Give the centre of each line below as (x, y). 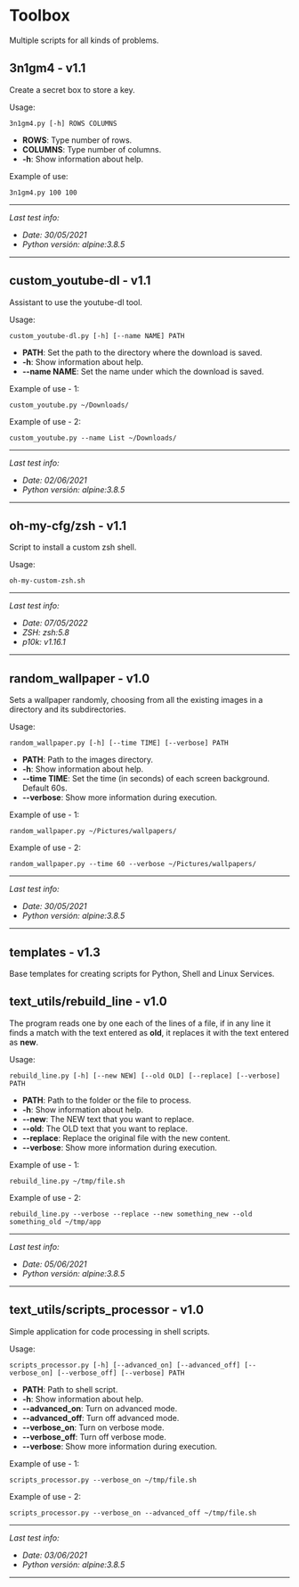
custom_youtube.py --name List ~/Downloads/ (93, 438)
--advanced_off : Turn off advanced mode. (101, 1418)
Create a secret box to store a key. (72, 89)
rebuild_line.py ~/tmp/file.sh (67, 1181)
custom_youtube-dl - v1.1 (80, 281)
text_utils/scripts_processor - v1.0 (107, 1310)
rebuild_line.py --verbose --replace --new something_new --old (131, 1214)
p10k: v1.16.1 (44, 642)
